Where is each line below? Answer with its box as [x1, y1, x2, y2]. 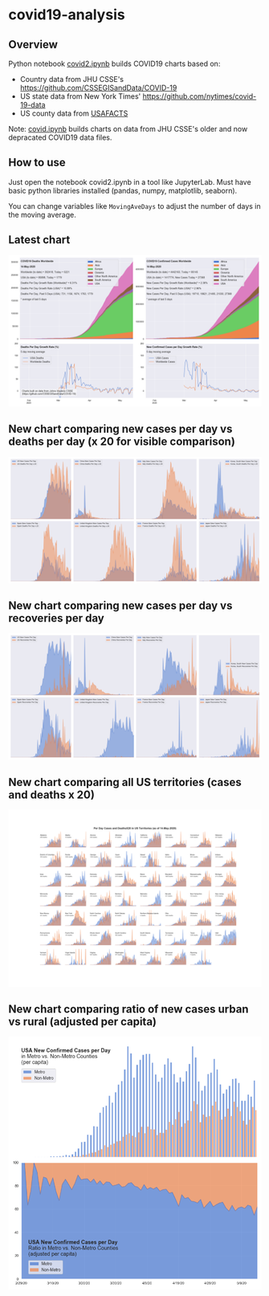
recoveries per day [8, 612, 104, 626]
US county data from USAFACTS [19, 108, 128, 118]
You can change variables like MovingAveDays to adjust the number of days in [8, 201, 261, 210]
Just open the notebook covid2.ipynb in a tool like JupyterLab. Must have [8, 177, 251, 186]
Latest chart [8, 233, 71, 247]
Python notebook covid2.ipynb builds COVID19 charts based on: [8, 59, 221, 68]
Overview [8, 38, 59, 51]
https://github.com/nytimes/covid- [142, 92, 257, 101]
